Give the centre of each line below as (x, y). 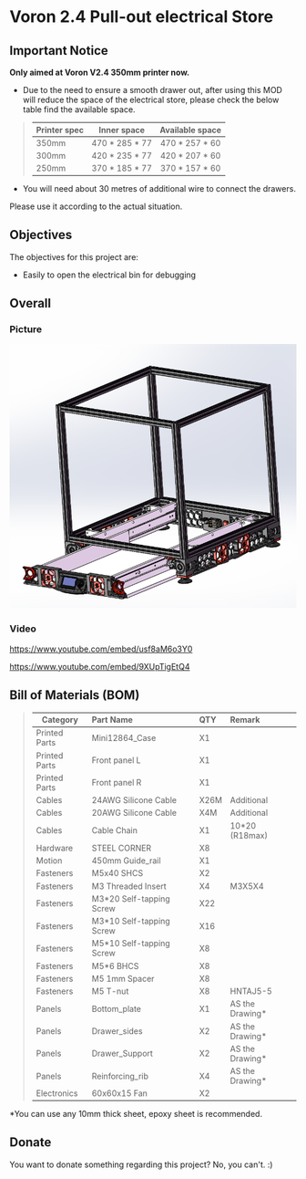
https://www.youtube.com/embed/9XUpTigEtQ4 (100, 666)
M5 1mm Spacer (123, 978)
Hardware (55, 848)
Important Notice (59, 51)
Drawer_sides (117, 1031)
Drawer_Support (122, 1054)
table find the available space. (79, 110)
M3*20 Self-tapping (131, 898)
